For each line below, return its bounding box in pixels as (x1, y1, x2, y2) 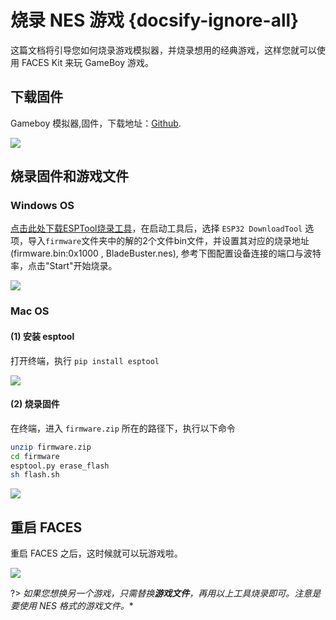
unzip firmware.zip (10, 442, 92, 452)
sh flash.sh (10, 470, 60, 480)
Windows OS (10, 199, 75, 213)
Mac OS (10, 304, 50, 318)
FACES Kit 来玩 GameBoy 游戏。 (21, 56, 154, 68)
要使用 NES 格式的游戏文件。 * (10, 600, 134, 612)
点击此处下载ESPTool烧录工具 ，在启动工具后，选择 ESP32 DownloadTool (10, 222, 303, 235)
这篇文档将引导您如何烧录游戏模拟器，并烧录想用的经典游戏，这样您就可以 (10, 44, 317, 56)
